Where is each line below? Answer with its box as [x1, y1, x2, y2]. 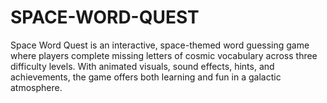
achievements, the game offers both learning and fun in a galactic [10, 71, 282, 83]
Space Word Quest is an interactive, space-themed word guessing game [10, 39, 310, 51]
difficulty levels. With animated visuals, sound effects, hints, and [10, 60, 275, 72]
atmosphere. [10, 81, 63, 93]
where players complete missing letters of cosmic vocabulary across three [10, 49, 318, 61]
